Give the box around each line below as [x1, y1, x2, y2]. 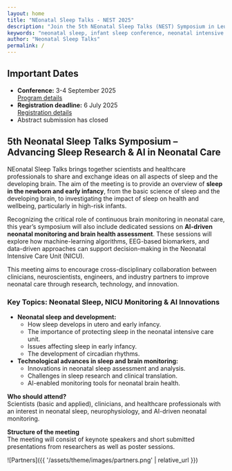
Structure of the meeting [7, 427, 79, 436]
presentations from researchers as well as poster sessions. [7, 442, 175, 450]
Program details [17, 93, 63, 102]
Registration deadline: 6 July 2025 [17, 101, 118, 109]
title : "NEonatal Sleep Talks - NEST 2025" [7, 17, 135, 24]
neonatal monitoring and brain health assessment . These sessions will [7, 230, 212, 238]
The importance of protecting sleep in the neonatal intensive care [27, 327, 214, 335]
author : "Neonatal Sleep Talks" [7, 36, 100, 43]
